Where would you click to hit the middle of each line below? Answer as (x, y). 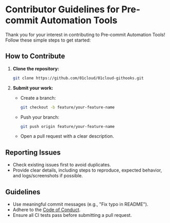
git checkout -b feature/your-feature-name (68, 107)
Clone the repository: (36, 68)
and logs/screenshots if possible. (48, 176)
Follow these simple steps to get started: (48, 40)
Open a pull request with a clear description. (67, 136)
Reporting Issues (33, 152)
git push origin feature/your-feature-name (68, 126)
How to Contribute (35, 56)
